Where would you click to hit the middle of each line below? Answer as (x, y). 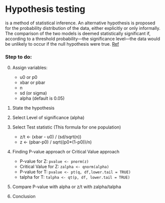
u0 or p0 (28, 77)
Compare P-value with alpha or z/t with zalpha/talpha (67, 187)
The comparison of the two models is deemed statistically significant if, (78, 33)
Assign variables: (30, 68)
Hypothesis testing (45, 9)
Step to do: (19, 57)
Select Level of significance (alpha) (48, 118)
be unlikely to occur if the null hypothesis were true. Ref (62, 44)
